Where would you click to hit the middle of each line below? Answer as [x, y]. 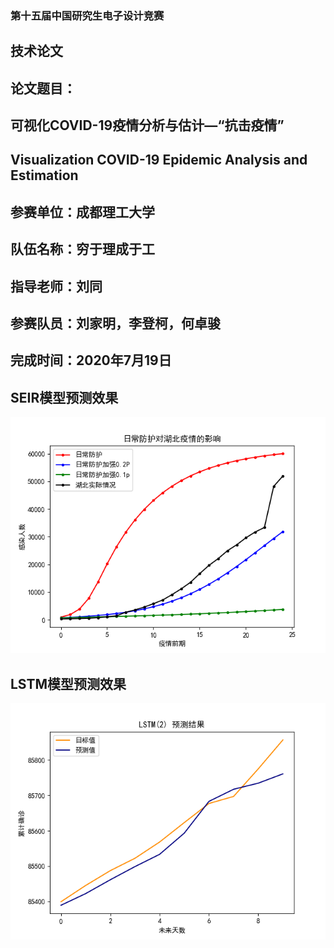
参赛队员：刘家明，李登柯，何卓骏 [115, 323]
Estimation [44, 175]
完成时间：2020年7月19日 [91, 360]
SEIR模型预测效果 [64, 397]
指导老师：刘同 [56, 286]
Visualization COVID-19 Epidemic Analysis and [159, 160]
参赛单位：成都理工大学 [82, 212]
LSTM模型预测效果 [68, 683]
